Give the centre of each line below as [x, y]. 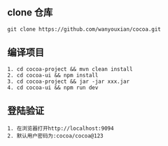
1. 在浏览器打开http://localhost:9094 [61, 128]
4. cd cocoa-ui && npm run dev [53, 87]
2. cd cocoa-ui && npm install [53, 75]
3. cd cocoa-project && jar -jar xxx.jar [69, 81]
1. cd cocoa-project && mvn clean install [70, 69]
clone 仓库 [30, 13]
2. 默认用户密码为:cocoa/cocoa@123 [55, 136]
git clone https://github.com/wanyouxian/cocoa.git [84, 29]
